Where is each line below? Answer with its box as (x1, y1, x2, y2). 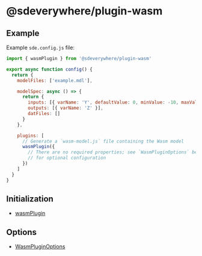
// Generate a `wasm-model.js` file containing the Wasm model (22, 138, 185, 144)
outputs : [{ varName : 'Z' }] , (28, 105, 103, 112)
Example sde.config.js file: (6, 44, 75, 51)
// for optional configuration (28, 155, 106, 161)
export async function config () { (6, 66, 93, 73)
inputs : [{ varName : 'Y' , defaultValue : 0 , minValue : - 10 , (28, 100, 179, 106)
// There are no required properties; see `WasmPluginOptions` (28, 149, 189, 155)
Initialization (6, 194, 54, 204)
